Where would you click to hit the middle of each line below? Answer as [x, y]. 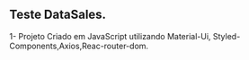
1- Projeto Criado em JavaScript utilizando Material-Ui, [110, 36]
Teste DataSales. [58, 15]
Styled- [227, 36]
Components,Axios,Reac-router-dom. [79, 46]
